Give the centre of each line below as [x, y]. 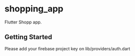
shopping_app [34, 9]
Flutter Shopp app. [23, 22]
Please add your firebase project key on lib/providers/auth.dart [67, 48]
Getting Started [28, 37]
